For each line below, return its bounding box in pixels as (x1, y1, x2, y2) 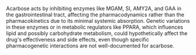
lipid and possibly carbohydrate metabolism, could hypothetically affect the (6, 30, 188, 37)
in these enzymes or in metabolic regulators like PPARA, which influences (6, 23, 183, 30)
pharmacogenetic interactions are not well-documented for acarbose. (6, 42, 174, 49)
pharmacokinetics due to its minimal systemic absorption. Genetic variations (6, 18, 190, 24)
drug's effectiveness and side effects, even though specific (6, 36, 149, 43)
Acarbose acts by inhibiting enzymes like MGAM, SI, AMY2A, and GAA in (6, 5, 182, 12)
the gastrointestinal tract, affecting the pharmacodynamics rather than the (6, 11, 184, 18)
